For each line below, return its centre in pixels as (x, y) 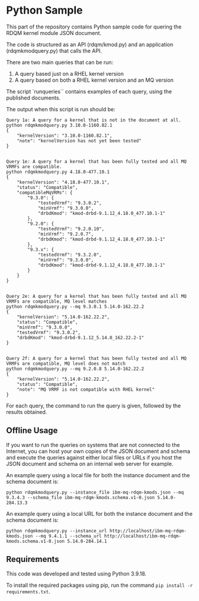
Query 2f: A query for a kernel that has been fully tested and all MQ (96, 358)
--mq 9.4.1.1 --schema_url (68, 536)
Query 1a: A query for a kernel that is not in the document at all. (94, 120)
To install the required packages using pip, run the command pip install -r (99, 585)
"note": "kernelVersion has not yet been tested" (79, 141)
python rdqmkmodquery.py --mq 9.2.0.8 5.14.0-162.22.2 (75, 369)
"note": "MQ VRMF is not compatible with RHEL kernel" (86, 389)
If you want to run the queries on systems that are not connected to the (93, 445)
